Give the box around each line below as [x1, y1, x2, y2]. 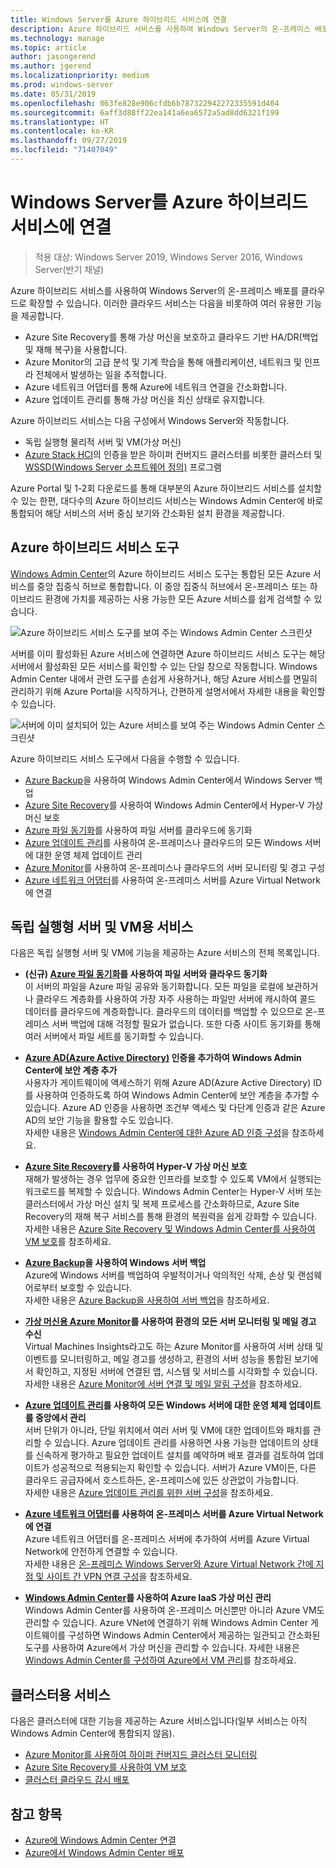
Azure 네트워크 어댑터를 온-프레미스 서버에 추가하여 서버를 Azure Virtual [24, 1533, 310, 1545]
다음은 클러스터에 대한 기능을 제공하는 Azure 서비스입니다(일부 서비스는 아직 [10, 1715, 308, 1727]
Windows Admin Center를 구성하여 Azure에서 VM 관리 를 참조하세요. [24, 1654, 297, 1666]
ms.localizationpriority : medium [10, 71, 150, 81]
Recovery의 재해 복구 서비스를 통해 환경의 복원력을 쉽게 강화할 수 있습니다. [24, 1211, 318, 1223]
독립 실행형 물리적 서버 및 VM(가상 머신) [24, 436, 182, 448]
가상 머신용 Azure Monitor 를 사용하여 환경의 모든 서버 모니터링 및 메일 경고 [24, 1316, 317, 1328]
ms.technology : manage [10, 33, 105, 43]
